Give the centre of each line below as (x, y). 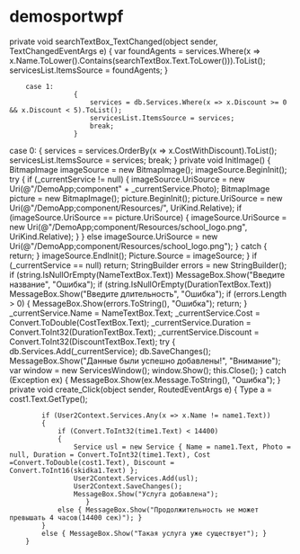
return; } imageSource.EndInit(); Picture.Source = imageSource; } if (133, 255)
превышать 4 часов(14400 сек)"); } (76, 518)
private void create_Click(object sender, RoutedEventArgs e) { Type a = (141, 389)
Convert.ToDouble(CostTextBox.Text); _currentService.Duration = (130, 322)
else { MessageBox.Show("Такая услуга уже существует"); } (154, 533)
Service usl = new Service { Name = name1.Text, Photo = (182, 447)
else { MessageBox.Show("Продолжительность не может (158, 510)
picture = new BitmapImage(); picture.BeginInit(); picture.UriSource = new (146, 198)
